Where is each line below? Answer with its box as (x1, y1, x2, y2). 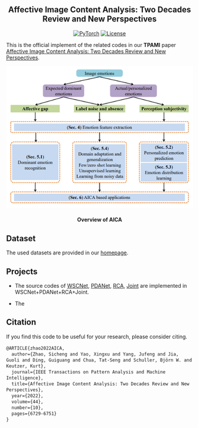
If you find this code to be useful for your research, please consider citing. (6, 333, 188, 340)
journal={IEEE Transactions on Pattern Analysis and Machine (11, 369, 166, 375)
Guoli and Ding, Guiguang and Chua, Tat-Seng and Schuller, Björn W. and (6, 357, 193, 363)
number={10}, (11, 404, 44, 411)
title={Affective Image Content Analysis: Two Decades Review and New (11, 380, 190, 387)
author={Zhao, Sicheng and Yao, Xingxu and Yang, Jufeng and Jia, (11, 351, 179, 357)
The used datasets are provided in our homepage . (6, 249, 129, 256)
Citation (6, 317, 37, 328)
